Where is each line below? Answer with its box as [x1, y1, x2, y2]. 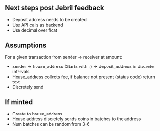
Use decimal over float [12, 27, 57, 33]
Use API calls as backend [12, 22, 63, 28]
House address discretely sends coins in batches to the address [12, 116, 141, 122]
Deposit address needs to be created [12, 16, 87, 22]
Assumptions [5, 41, 47, 49]
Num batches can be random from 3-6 [12, 121, 90, 127]
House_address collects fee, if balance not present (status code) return [12, 74, 155, 80]
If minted [5, 98, 33, 106]
